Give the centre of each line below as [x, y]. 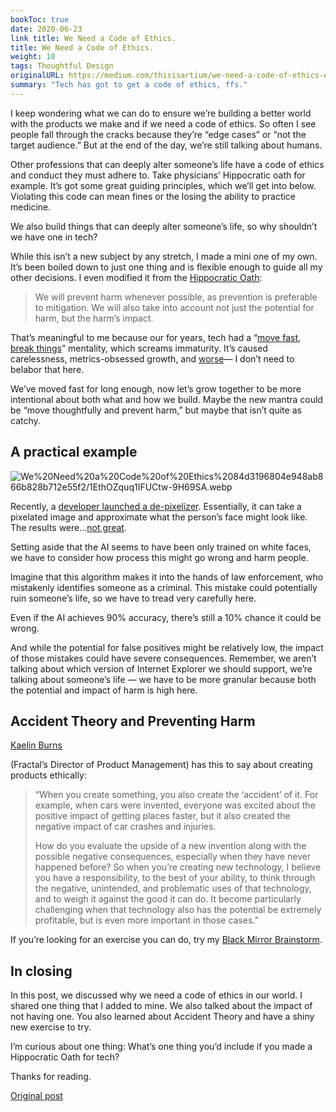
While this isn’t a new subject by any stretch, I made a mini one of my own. [164, 256]
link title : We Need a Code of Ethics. [93, 38]
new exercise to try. [51, 1027]
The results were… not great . [68, 527]
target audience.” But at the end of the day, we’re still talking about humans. [166, 145]
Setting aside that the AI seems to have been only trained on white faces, [161, 547]
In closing [41, 971]
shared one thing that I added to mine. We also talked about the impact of [161, 1006]
